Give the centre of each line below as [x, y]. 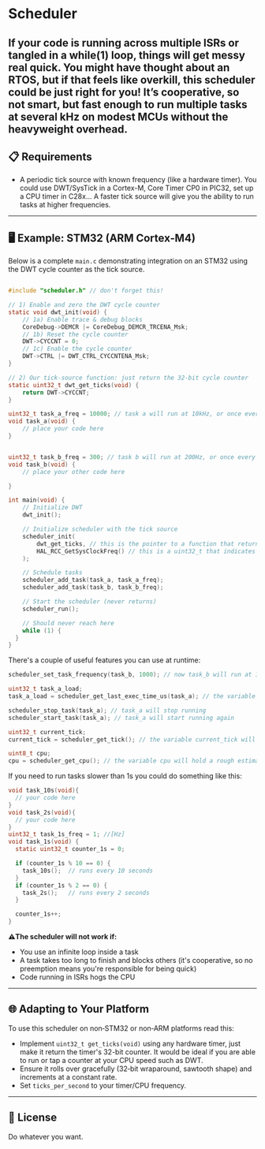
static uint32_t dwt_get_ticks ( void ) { [74, 385]
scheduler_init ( [49, 536]
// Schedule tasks [52, 573]
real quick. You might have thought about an [119, 67]
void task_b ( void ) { [42, 464]
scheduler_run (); [51, 609]
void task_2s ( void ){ [42, 812]
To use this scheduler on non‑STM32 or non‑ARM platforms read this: [121, 1028]
